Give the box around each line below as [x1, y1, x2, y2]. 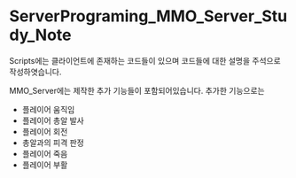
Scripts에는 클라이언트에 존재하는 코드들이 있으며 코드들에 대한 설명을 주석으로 [9, 55, 281, 66]
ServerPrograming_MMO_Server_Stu [9, 6, 288, 27]
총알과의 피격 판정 [21, 137, 84, 148]
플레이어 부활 [21, 159, 68, 170]
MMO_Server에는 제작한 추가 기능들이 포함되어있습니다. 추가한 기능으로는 [9, 85, 265, 96]
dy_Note [9, 25, 73, 45]
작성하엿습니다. [9, 66, 62, 77]
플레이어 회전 [21, 126, 68, 136]
